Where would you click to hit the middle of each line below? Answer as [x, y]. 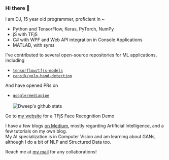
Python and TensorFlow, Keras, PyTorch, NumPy [63, 29]
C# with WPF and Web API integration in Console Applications [78, 40]
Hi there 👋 [18, 8]
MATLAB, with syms [33, 45]
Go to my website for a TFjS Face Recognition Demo [60, 116]
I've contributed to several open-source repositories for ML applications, [81, 55]
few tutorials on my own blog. [36, 131]
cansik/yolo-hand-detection [42, 76]
